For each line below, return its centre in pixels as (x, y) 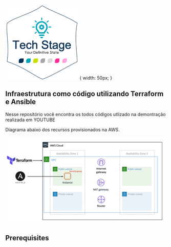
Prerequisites (27, 238)
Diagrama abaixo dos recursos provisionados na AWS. (63, 129)
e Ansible (21, 102)
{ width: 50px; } (96, 78)
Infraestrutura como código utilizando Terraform (84, 94)
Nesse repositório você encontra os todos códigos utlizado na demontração (85, 114)
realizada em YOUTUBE (30, 120)
